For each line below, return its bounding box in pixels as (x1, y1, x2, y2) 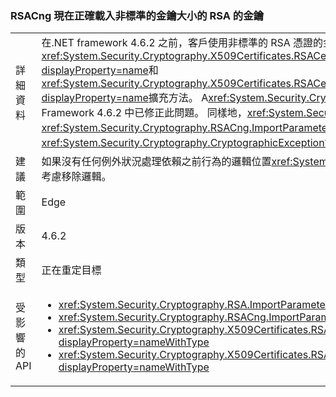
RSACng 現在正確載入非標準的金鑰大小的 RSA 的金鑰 (10, 8, 264, 22)
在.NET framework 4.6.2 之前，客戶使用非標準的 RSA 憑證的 (41, 36, 324, 50)
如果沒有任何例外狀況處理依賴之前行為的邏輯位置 (41, 155, 272, 169)
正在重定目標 (41, 263, 102, 277)
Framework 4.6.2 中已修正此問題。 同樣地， (41, 106, 248, 120)
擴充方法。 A (148, 91, 209, 105)
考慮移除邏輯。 (41, 170, 112, 184)
